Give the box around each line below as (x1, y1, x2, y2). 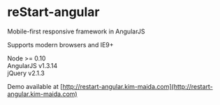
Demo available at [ (7, 82, 63, 90)
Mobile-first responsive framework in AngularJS (7, 27, 145, 35)
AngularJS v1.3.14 (7, 61, 58, 70)
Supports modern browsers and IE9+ (7, 40, 114, 49)
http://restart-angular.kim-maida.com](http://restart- (62, 82, 213, 90)
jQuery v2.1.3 (7, 69, 45, 77)
